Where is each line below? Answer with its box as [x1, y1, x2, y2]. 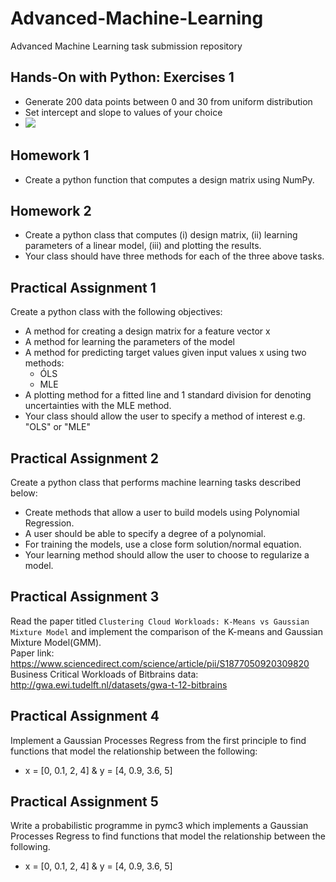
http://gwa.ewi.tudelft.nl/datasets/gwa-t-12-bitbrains [10, 678, 228, 691]
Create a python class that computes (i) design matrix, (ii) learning [24, 229, 298, 241]
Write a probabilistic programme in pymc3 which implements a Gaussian [10, 820, 309, 832]
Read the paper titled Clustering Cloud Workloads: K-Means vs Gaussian [10, 615, 310, 627]
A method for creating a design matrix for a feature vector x [24, 325, 271, 337]
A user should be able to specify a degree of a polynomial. [24, 528, 267, 539]
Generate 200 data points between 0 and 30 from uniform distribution [24, 95, 313, 107]
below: [10, 487, 38, 499]
